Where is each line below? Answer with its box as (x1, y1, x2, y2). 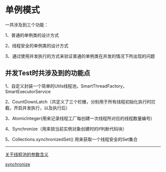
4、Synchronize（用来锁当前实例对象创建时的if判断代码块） (5, 126, 127, 132)
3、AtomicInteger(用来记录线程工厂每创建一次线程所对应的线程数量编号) (5, 115, 152, 121)
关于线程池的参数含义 (5, 151, 48, 157)
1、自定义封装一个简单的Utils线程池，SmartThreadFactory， (5, 83, 127, 89)
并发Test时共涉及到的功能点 (5, 69, 90, 77)
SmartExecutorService (5, 88, 51, 94)
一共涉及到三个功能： (5, 22, 48, 28)
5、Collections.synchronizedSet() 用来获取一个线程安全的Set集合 (5, 136, 138, 142)
